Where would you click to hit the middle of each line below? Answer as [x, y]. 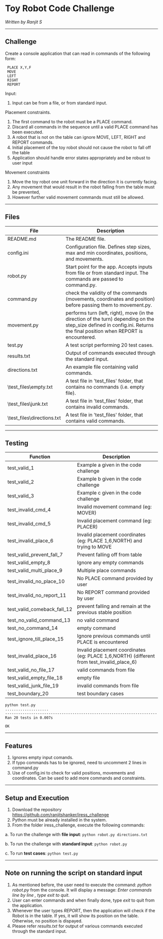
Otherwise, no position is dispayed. [47, 921]
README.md [22, 239]
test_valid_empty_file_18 [35, 678]
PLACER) [87, 527]
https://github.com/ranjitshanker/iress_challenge [60, 815]
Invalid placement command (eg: [114, 521]
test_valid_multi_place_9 [35, 571]
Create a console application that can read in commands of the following [78, 53]
